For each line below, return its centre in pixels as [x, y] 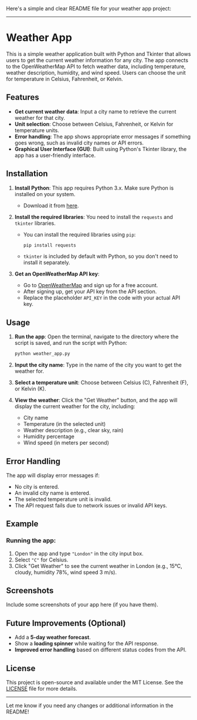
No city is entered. [37, 486]
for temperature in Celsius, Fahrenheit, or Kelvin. [64, 79]
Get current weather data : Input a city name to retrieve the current [95, 112]
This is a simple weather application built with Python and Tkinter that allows [98, 54]
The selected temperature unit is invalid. [63, 499]
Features [23, 97]
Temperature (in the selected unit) [64, 424]
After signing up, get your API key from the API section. [90, 292]
